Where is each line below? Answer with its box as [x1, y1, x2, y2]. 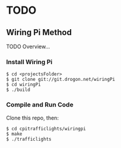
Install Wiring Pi [6, 58, 53, 66]
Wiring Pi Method [6, 27, 72, 37]
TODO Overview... [6, 43, 50, 50]
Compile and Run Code [6, 100, 74, 109]
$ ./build [6, 87, 31, 93]
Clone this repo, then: [6, 114, 59, 121]
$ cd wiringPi [6, 81, 42, 88]
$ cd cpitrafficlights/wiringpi [6, 125, 86, 131]
